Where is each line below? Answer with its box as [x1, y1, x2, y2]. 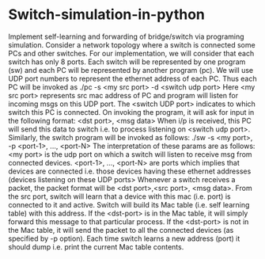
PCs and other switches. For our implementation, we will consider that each [8, 48, 255, 58]
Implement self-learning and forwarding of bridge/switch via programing [8, 32, 244, 41]
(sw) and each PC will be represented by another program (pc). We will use [8, 65, 254, 74]
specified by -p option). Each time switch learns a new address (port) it [8, 234, 240, 243]
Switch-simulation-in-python [8, 6, 206, 24]
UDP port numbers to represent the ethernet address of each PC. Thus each [8, 74, 257, 83]
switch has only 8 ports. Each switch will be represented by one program [8, 57, 246, 67]
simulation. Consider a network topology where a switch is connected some [8, 40, 256, 49]
